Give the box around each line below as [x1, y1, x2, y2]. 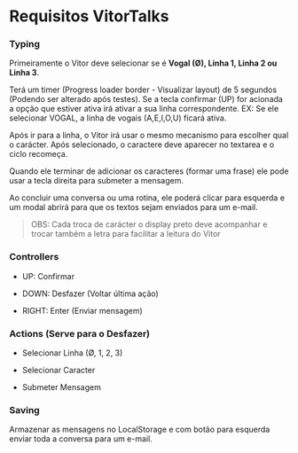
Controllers [9, 251, 59, 263]
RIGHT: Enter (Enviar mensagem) [21, 305, 144, 316]
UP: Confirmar [21, 270, 75, 281]
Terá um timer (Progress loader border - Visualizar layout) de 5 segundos [9, 84, 278, 95]
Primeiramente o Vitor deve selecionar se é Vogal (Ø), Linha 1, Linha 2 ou [9, 58, 278, 68]
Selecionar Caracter [21, 365, 96, 376]
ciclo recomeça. [9, 149, 68, 160]
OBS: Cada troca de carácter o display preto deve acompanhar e [30, 219, 268, 230]
